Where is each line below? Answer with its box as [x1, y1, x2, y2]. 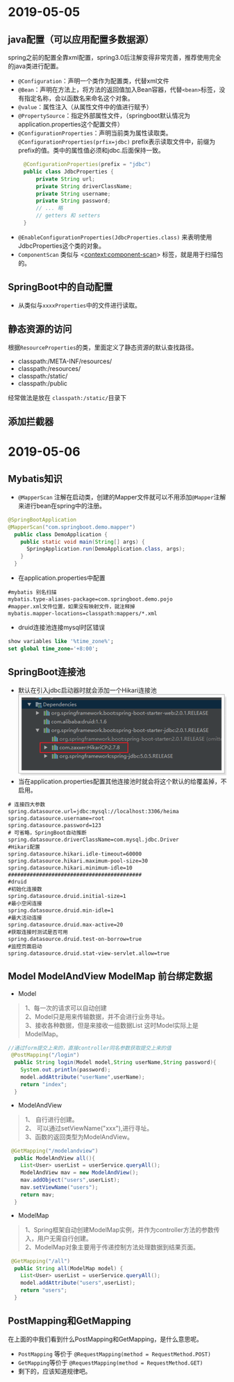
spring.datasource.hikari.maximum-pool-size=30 [8, 857, 149, 865]
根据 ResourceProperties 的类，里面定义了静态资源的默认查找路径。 [8, 343, 198, 351]
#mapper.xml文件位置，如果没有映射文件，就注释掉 [8, 603, 135, 610]
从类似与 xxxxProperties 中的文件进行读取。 [17, 301, 142, 309]
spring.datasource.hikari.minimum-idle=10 [8, 864, 133, 872]
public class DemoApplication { [14, 531, 108, 538]
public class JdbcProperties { [23, 168, 114, 175]
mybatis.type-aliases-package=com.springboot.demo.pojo [8, 596, 173, 603]
